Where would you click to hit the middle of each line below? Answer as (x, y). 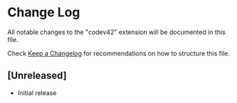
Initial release (37, 92)
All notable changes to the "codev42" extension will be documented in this (116, 32)
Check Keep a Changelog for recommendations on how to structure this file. (119, 53)
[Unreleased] (37, 76)
